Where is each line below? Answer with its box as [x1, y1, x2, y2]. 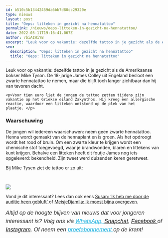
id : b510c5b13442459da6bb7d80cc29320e [5, 7, 86, 12]
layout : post [5, 16, 33, 21]
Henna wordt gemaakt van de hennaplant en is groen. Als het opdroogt [5, 134, 152, 140]
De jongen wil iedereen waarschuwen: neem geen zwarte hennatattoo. [5, 128, 151, 134]
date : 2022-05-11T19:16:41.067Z [5, 30, 73, 35]
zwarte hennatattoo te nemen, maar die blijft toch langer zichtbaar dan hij [5, 78, 157, 84]
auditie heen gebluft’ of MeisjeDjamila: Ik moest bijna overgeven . [5, 199, 139, 205]
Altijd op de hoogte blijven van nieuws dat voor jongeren [5, 209, 145, 216]
